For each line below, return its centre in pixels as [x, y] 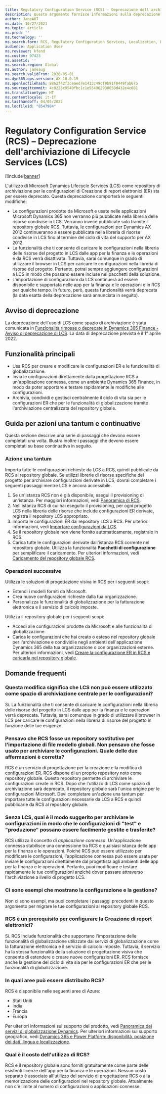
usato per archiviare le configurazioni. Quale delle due [71, 750]
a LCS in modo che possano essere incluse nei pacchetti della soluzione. [86, 274]
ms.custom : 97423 [23, 56]
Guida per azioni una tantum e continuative [73, 423]
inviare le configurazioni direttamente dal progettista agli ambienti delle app [82, 861]
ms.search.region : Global [32, 65]
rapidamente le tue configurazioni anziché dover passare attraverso [74, 872]
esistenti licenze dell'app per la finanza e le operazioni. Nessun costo [76, 1071]
